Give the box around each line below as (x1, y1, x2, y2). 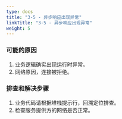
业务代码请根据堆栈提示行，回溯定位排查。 (14, 99, 120, 106)
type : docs (6, 8, 33, 15)
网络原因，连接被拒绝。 (14, 68, 73, 75)
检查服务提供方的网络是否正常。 (14, 107, 93, 114)
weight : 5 (6, 25, 31, 32)
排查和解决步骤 (6, 84, 49, 93)
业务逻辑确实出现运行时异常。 (14, 61, 88, 68)
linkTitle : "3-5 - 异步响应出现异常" (6, 20, 93, 26)
